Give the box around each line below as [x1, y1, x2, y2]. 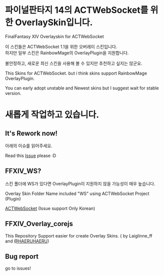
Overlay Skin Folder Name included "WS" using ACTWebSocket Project [5, 191, 150, 197]
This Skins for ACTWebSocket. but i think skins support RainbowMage [5, 70, 147, 76]
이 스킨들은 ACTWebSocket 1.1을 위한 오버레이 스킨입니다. [5, 43, 117, 49]
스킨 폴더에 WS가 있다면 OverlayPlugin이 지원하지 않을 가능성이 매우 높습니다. [5, 181, 156, 187]
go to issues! [5, 265, 31, 272]
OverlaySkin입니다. [15, 17, 93, 28]
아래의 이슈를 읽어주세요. [5, 143, 53, 149]
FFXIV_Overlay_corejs [5, 220, 73, 228]
